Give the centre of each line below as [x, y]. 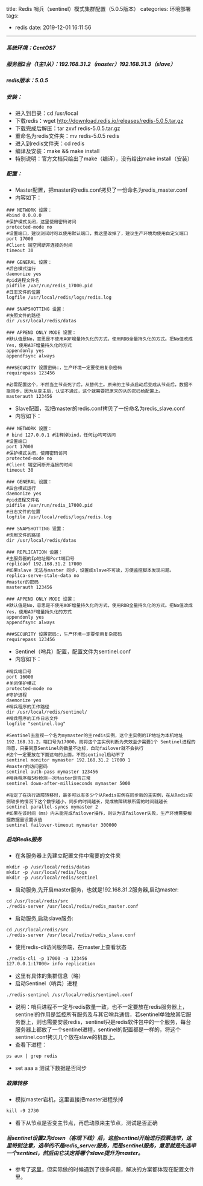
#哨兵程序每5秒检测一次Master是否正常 [48, 778]
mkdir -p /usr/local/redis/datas [48, 867]
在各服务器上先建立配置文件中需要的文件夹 [68, 856]
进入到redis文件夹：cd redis [50, 143]
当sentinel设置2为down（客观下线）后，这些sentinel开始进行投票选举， [96, 1138]
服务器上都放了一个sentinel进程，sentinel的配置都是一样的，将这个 [98, 1029]
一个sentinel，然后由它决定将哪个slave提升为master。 [75, 1153]
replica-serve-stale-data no [43, 576]
